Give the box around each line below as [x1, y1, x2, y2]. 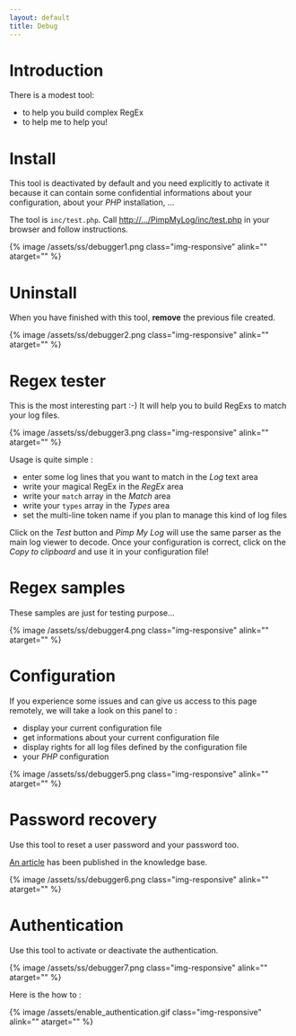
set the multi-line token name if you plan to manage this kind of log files [22, 509, 287, 521]
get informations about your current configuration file [22, 732, 220, 743]
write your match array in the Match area [22, 491, 171, 501]
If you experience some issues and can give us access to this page [9, 695, 257, 706]
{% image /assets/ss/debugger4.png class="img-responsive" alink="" [9, 625, 269, 636]
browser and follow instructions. [9, 224, 128, 235]
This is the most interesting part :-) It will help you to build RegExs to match [9, 401, 287, 412]
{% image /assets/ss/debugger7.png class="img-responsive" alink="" [9, 962, 268, 973]
